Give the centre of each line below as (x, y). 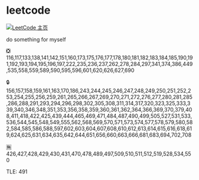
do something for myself (36, 39)
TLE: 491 (17, 171)
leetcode (28, 10)
